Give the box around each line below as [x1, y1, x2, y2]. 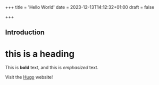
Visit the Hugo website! [5, 74, 53, 80]
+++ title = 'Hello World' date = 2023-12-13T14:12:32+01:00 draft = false [5, 4, 154, 10]
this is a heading [5, 48, 75, 59]
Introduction [5, 28, 45, 37]
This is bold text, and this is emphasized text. [5, 65, 98, 71]
